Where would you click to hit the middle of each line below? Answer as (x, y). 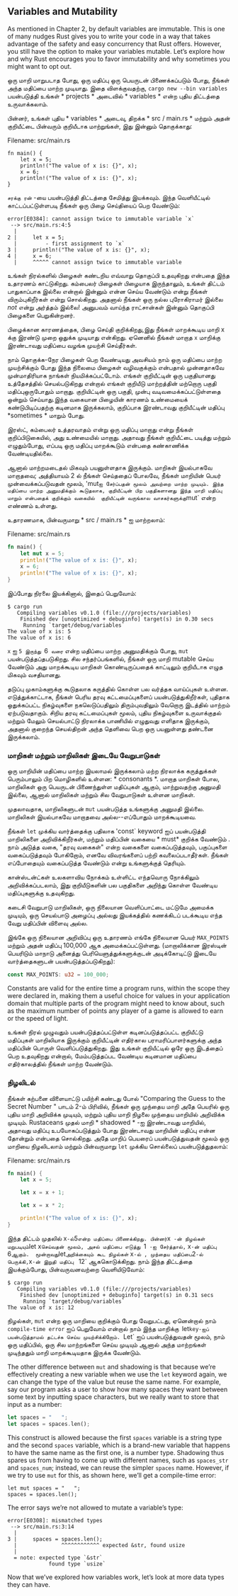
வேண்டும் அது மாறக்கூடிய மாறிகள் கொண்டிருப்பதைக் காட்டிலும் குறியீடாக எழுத (115, 667)
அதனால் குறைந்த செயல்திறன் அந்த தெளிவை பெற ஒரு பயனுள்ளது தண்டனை (110, 729)
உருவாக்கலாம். (28, 104)
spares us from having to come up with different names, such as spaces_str (118, 1460)
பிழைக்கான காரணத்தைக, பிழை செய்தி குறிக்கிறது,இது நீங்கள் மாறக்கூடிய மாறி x (116, 329)
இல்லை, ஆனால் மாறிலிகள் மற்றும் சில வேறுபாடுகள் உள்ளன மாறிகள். (101, 795)
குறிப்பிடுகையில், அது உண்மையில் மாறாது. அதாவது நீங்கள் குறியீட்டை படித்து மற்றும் (119, 437)
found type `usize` (77, 1564)
